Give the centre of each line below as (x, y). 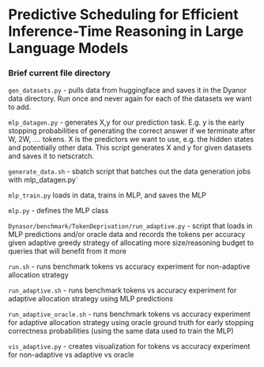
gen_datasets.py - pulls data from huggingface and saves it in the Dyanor (128, 90)
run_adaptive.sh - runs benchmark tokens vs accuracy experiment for (123, 290)
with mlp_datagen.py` (43, 180)
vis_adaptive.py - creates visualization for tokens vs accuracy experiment (129, 346)
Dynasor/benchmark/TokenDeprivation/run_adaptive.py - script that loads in (130, 226)
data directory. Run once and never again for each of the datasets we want (130, 99)
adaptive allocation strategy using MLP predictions (91, 299)
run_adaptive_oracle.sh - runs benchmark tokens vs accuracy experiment (129, 314)
